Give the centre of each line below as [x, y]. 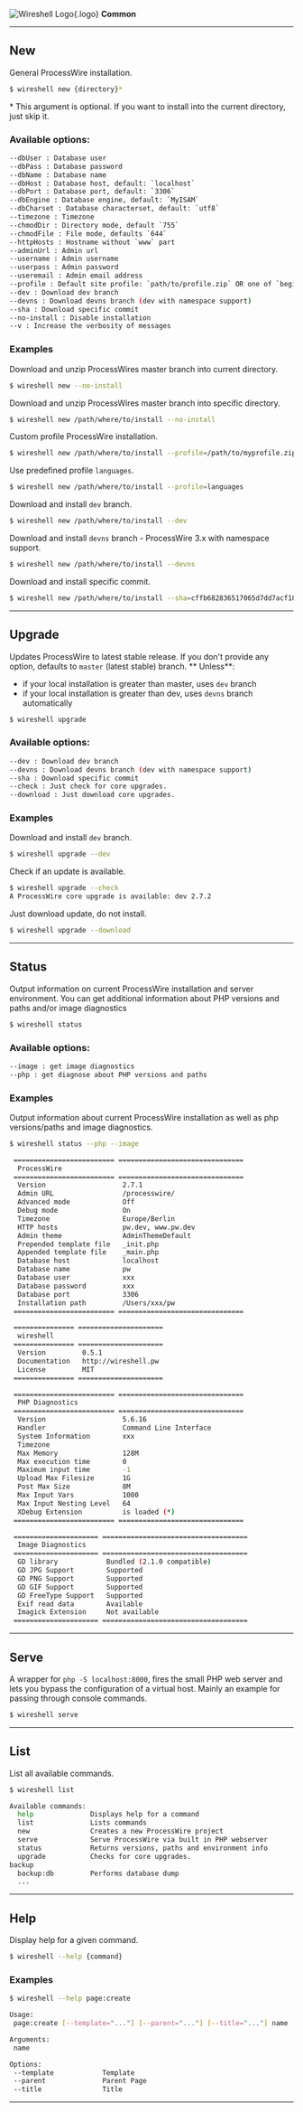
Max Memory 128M [78, 1453]
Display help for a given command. [74, 1940]
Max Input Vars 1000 [78, 1496]
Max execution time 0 [72, 1461]
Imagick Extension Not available [88, 1612]
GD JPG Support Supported [80, 1571]
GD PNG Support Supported [80, 1578]
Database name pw [74, 1270]
